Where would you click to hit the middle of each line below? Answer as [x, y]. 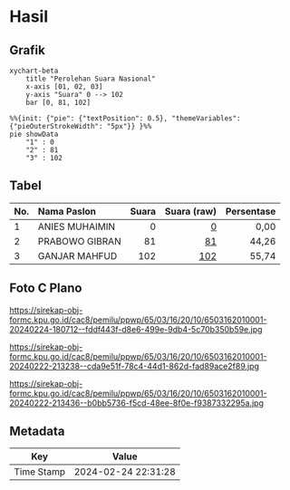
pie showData [34, 134]
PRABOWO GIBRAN [79, 241]
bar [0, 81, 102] [58, 102]
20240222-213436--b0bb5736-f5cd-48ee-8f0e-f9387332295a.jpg [137, 403]
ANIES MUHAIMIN [77, 226]
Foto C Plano [46, 288]
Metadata [37, 432]
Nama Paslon [67, 211]
